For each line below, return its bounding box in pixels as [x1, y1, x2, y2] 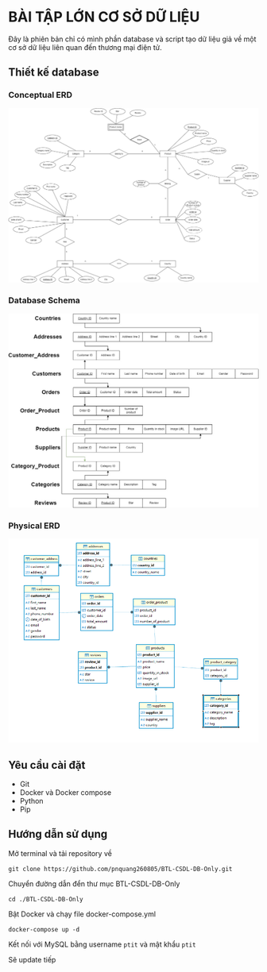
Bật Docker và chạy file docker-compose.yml [8, 909, 157, 919]
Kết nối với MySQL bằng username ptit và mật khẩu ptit [8, 939, 196, 949]
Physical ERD [8, 520, 61, 531]
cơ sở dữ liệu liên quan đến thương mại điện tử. [8, 42, 163, 52]
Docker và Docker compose [19, 788, 112, 797]
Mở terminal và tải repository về [8, 848, 113, 858]
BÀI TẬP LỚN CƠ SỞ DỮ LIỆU [8, 8, 200, 26]
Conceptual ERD [8, 90, 73, 101]
